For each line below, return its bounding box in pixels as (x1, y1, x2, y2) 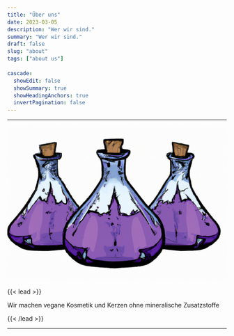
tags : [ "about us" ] (7, 56, 64, 63)
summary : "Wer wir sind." (7, 33, 82, 40)
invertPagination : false (13, 99, 86, 106)
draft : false (7, 40, 45, 48)
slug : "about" (7, 48, 49, 55)
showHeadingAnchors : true (13, 92, 89, 99)
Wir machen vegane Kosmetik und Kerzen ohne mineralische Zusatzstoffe (7, 301, 219, 309)
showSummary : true (13, 84, 68, 92)
